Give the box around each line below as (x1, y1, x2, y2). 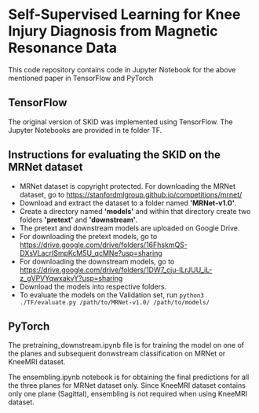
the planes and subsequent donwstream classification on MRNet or (8, 348, 226, 359)
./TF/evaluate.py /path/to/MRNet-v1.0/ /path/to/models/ (19, 298, 210, 306)
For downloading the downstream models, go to (19, 256, 175, 266)
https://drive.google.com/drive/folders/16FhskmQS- (19, 240, 188, 249)
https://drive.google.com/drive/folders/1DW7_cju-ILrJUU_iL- (19, 265, 213, 275)
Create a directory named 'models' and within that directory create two (19, 206, 251, 216)
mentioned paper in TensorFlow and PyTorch (8, 73, 154, 83)
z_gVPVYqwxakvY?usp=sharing (19, 273, 123, 282)
